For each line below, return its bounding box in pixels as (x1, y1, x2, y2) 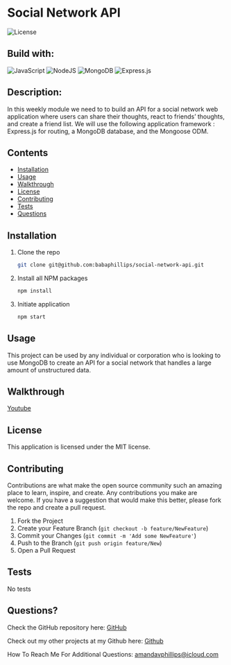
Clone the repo (17, 248, 60, 257)
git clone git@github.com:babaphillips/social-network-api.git (17, 261, 205, 268)
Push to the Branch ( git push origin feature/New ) (17, 539, 162, 547)
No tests (7, 585, 31, 593)
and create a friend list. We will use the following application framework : (7, 119, 215, 128)
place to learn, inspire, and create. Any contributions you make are (7, 489, 198, 497)
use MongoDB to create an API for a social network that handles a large (7, 359, 212, 367)
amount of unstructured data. (7, 365, 92, 374)
